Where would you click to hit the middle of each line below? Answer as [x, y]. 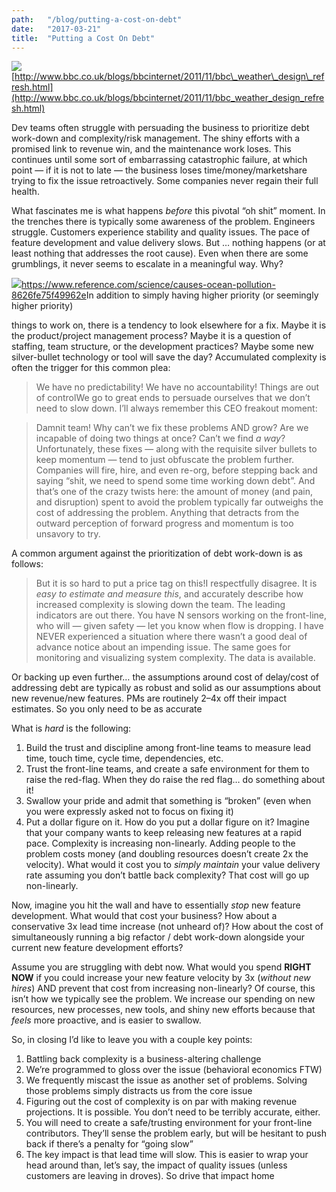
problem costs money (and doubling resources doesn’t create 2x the [167, 854]
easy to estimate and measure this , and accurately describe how [169, 594]
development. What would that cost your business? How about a [144, 916]
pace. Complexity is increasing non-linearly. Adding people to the [160, 843]
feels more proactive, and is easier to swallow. [106, 1020]
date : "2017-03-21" [56, 29]
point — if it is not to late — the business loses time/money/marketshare [159, 170]
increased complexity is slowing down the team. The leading [160, 605]
